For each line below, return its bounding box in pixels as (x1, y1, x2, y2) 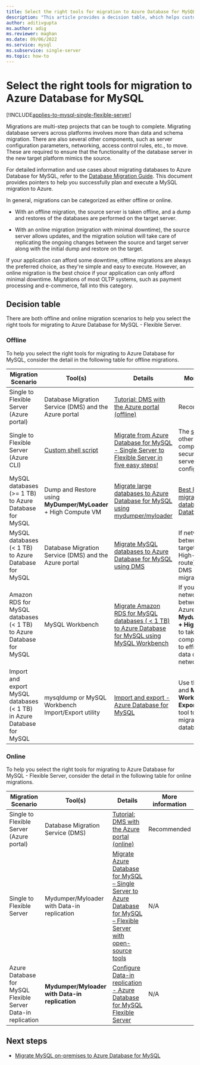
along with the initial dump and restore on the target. (14, 245, 144, 252)
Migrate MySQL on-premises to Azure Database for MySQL (14, 1052, 161, 1059)
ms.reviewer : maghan (6, 31, 58, 37)
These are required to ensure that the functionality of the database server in (6, 148, 193, 155)
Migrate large (114, 481, 152, 490)
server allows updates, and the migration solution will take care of (14, 232, 177, 239)
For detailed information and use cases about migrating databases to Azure (6, 166, 192, 173)
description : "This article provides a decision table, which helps (6, 14, 180, 20)
